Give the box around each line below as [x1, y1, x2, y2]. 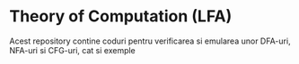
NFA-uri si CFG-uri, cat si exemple [9, 44, 136, 55]
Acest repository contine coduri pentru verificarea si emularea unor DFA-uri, [9, 36, 291, 46]
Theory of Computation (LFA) [9, 6, 233, 27]
